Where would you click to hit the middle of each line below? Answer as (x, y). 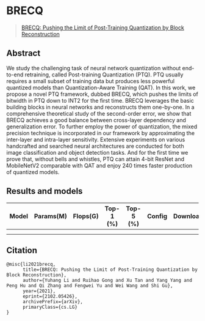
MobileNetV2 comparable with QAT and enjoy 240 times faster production (99, 165)
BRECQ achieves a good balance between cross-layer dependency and (96, 120)
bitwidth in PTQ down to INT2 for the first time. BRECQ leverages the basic (100, 100)
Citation (22, 250)
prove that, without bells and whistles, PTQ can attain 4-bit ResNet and (95, 159)
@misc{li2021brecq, (31, 264)
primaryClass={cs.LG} (50, 307)
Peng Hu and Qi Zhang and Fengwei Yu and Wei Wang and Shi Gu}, (90, 286)
